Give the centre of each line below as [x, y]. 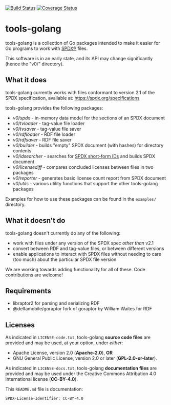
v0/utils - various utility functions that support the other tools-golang [85, 183]
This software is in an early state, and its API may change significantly [79, 58]
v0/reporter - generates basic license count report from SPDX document [89, 178]
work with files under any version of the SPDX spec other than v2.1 [83, 243]
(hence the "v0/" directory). [35, 64]
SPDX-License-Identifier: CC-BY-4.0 [44, 399]
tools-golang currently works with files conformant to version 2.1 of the [80, 92]
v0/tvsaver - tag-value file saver [47, 129]
